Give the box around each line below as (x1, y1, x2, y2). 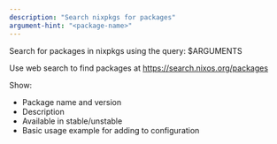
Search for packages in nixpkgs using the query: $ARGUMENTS (9, 45, 243, 56)
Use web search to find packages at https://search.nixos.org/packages (9, 63, 268, 73)
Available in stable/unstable (21, 116, 123, 126)
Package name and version (21, 96, 122, 107)
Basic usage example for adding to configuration (21, 125, 200, 135)
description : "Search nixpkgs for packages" (9, 12, 176, 22)
